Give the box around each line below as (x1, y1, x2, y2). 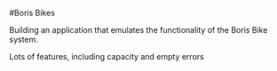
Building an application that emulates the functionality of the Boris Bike (9, 25, 268, 35)
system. (9, 35, 38, 44)
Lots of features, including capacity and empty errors (9, 51, 204, 61)
